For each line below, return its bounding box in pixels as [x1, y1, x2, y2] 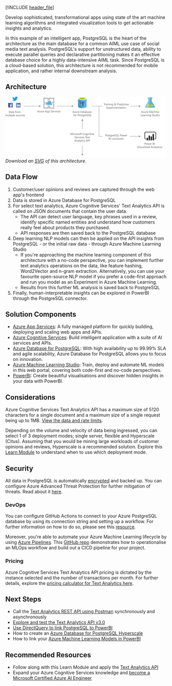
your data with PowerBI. [12, 378, 63, 384]
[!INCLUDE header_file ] [5, 5, 55, 10]
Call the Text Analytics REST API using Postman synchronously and [12, 609, 155, 615]
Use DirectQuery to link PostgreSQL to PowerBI [12, 625, 113, 631]
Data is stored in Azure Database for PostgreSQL [12, 197, 116, 203]
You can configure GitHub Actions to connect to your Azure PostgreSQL [5, 513, 157, 519]
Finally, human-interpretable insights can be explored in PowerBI [12, 290, 149, 296]
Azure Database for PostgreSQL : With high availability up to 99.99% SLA [12, 346, 166, 352]
